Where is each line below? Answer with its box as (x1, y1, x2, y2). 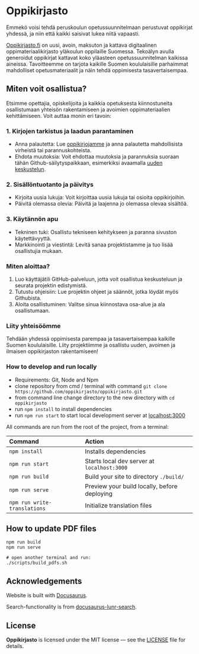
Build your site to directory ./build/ (85, 472, 185, 480)
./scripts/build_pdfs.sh (6, 560, 68, 566)
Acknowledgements (6, 576, 82, 586)
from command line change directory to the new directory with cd (14, 394, 175, 401)
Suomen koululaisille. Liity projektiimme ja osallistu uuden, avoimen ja (6, 342, 176, 349)
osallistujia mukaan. (14, 247, 63, 254)
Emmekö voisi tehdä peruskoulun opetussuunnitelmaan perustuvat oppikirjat (6, 24, 193, 31)
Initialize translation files (85, 501, 152, 509)
